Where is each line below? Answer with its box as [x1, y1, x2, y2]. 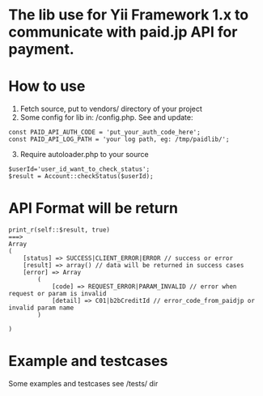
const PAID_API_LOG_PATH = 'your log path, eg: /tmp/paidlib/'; [8, 135, 230, 143]
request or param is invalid [8, 290, 107, 298]
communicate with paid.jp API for [8, 23, 238, 41]
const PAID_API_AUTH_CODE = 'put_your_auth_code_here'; [8, 128, 201, 137]
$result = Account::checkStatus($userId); [8, 172, 154, 181]
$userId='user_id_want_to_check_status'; [8, 165, 151, 173]
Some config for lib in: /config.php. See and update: [19, 113, 193, 122]
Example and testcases [8, 352, 168, 370]
